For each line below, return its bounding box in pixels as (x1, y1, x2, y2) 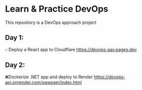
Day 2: (5, 61, 25, 69)
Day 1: (5, 34, 24, 42)
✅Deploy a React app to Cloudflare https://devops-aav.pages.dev (5, 46, 137, 52)
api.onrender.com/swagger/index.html (5, 79, 82, 85)
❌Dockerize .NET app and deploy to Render (5, 74, 93, 80)
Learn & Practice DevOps (5, 3, 108, 15)
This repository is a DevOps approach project (5, 19, 97, 25)
